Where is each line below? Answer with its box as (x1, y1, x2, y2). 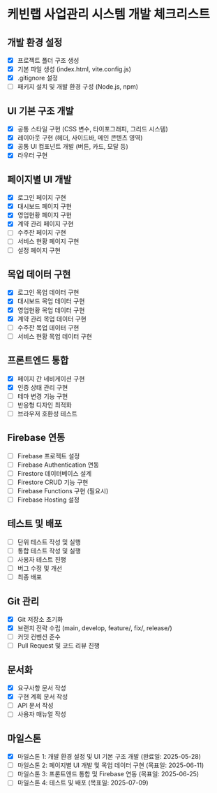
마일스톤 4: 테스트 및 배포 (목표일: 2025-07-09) (17, 778, 149, 787)
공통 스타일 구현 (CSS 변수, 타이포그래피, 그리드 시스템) (17, 125, 169, 133)
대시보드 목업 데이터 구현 (17, 297, 85, 305)
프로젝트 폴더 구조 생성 (17, 57, 80, 64)
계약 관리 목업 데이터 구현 (17, 314, 87, 323)
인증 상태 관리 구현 (17, 383, 68, 391)
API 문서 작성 (17, 701, 54, 710)
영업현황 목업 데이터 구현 (17, 305, 85, 314)
